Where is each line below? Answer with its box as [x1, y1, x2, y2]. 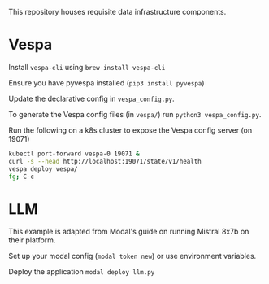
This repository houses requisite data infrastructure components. [8, 7, 227, 16]
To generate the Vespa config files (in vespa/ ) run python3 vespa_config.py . [8, 109, 262, 119]
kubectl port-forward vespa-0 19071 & [8, 150, 140, 158]
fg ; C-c [8, 173, 35, 181]
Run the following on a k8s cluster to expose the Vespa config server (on [8, 125, 253, 135]
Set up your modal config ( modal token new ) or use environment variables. [8, 251, 257, 261]
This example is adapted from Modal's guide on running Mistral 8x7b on [8, 227, 249, 237]
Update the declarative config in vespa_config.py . [8, 94, 175, 103]
